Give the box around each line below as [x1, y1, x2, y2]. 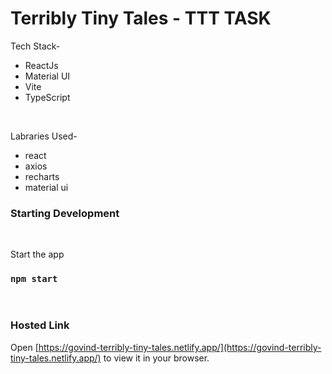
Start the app [10, 248, 65, 261]
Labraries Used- [10, 130, 78, 142]
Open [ [10, 341, 39, 353]
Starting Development [10, 206, 120, 220]
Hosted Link [10, 318, 70, 332]
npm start [10, 273, 58, 285]
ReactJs [24, 59, 59, 71]
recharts [24, 170, 60, 182]
